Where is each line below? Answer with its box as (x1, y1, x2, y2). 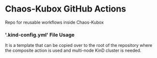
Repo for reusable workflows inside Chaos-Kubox (5, 19, 104, 25)
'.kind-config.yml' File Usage (5, 31, 75, 38)
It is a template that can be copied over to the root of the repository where (5, 43, 153, 48)
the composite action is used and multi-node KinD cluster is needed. (5, 47, 142, 54)
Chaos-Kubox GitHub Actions (5, 3, 127, 14)
